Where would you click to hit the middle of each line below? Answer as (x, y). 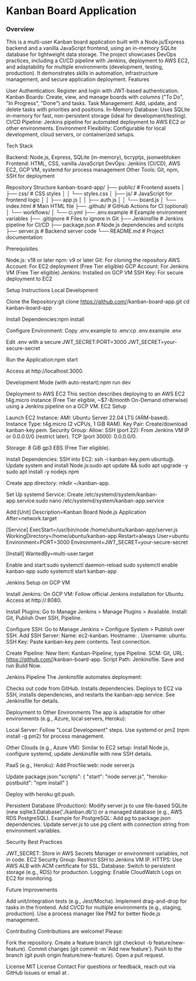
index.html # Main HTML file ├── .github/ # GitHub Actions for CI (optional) (97, 206)
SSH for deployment (30, 176)
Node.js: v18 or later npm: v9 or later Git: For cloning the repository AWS (93, 260)
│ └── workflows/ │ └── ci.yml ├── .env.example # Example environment (97, 212)
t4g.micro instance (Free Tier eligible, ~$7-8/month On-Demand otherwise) (97, 400)
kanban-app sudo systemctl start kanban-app (61, 571)
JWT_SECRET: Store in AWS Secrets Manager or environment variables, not (97, 853)
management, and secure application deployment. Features (78, 79)
